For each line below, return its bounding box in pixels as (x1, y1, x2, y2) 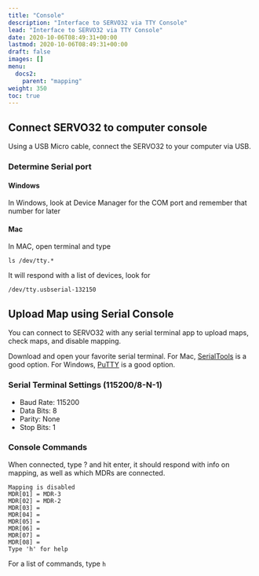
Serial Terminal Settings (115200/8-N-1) (8, 380, 163, 391)
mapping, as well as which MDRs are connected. (8, 468, 166, 477)
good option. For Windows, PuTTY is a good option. (8, 360, 176, 370)
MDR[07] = (8, 531, 41, 539)
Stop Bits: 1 (19, 422, 57, 432)
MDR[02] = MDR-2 (8, 497, 61, 505)
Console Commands (8, 442, 88, 453)
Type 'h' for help (8, 545, 68, 553)
